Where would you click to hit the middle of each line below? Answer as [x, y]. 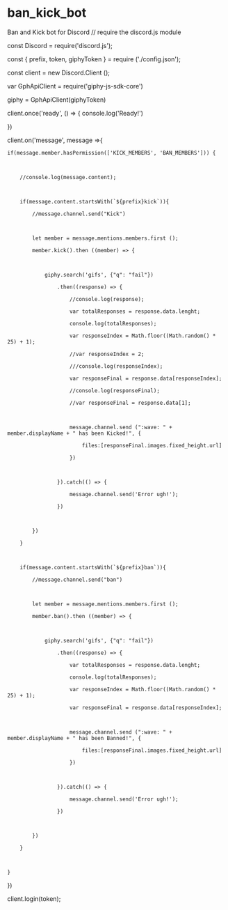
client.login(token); [34, 899]
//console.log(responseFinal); [114, 391]
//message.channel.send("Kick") [79, 214]
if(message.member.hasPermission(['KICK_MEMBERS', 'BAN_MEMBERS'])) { [112, 153]
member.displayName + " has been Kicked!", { [74, 433]
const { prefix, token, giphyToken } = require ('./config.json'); [94, 59]
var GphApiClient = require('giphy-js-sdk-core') [75, 86]
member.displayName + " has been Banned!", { [74, 738]
